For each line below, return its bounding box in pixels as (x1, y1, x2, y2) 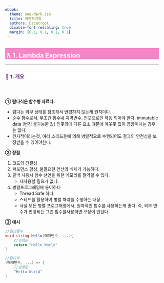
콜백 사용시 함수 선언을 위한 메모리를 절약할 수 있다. (12, 172, 110, 178)
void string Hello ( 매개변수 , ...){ (5, 233, 73, 238)
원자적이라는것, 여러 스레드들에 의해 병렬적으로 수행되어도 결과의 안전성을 (12, 133, 152, 139)
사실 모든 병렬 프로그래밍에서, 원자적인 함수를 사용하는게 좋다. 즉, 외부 (19, 203, 152, 208)
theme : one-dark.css (9, 12, 51, 17)
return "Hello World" (14, 242, 58, 247)
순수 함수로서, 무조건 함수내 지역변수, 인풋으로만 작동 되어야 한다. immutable (12, 115, 158, 121)
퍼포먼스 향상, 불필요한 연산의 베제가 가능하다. (12, 166, 100, 172)
